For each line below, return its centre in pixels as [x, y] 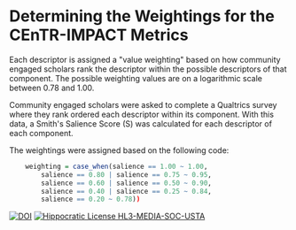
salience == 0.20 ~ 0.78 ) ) [91, 199]
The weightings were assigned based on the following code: [119, 150]
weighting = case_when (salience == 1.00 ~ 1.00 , [117, 166]
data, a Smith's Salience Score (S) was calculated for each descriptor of [141, 123]
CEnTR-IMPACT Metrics [99, 35]
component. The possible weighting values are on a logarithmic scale [136, 78]
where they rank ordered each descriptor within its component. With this [142, 114]
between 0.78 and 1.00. [52, 88]
